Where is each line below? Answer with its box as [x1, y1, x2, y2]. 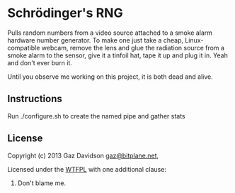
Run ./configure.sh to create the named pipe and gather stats [7, 111, 185, 120]
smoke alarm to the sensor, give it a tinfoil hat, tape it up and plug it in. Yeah [7, 51, 228, 60]
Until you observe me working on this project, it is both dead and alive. [7, 72, 214, 81]
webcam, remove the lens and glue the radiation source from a [41, 43, 225, 52]
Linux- [185, 35, 204, 44]
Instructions [7, 93, 62, 105]
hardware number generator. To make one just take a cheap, [7, 35, 184, 44]
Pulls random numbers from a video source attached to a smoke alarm [7, 28, 213, 37]
